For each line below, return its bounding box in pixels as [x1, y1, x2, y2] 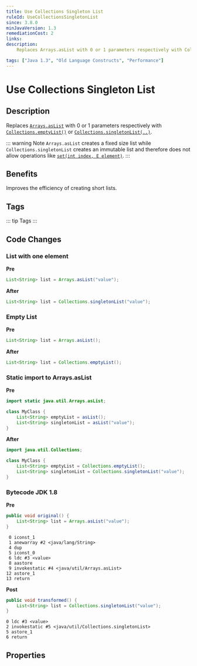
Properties [6, 650, 46, 660]
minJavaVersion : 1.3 [6, 25, 57, 31]
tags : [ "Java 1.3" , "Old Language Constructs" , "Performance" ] [6, 57, 164, 64]
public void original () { [6, 513, 69, 519]
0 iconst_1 [8, 534, 35, 540]
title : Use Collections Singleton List [6, 8, 104, 15]
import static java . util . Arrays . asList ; [6, 398, 107, 404]
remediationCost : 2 [6, 31, 54, 36]
